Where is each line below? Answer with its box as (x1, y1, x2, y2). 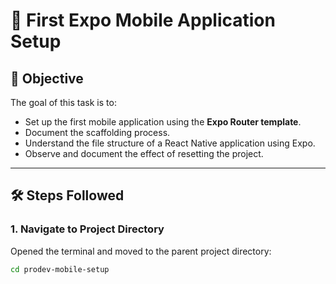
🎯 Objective (10, 70, 84, 87)
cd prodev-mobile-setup (10, 264, 110, 274)
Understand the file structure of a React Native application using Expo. (24, 137, 316, 149)
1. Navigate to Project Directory (10, 222, 165, 236)
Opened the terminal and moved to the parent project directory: (10, 245, 272, 257)
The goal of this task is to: (10, 97, 117, 108)
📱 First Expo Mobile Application (10, 9, 276, 32)
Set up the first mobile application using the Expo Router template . (24, 116, 302, 128)
